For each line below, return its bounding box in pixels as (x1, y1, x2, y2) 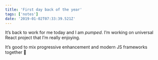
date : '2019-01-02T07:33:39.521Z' (5, 16, 76, 21)
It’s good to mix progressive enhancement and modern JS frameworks (5, 44, 148, 50)
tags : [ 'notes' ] (5, 12, 38, 17)
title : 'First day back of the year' (5, 7, 82, 12)
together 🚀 (5, 49, 27, 55)
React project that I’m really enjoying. (5, 35, 80, 40)
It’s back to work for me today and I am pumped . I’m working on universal (5, 30, 154, 36)
